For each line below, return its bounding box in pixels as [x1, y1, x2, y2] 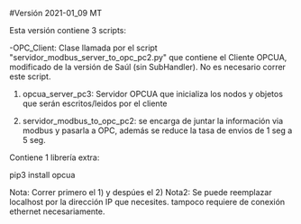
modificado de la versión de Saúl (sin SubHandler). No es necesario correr [9, 62, 287, 72]
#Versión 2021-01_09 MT [9, 8, 103, 18]
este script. [9, 71, 51, 82]
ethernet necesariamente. [9, 206, 105, 217]
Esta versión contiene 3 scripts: [9, 25, 127, 35]
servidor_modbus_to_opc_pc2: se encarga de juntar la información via [22, 116, 284, 126]
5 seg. [22, 135, 47, 145]
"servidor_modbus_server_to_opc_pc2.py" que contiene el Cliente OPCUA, [9, 52, 287, 62]
